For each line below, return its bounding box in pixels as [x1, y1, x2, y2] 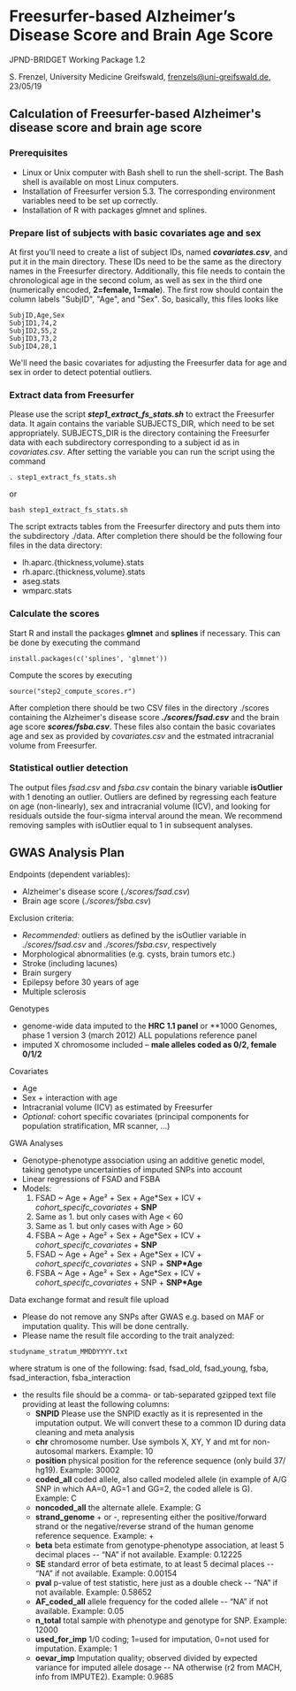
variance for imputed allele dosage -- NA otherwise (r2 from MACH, [34, 1662, 283, 1672]
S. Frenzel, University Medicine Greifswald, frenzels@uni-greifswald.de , [9, 71, 271, 81]
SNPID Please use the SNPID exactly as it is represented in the [34, 1408, 263, 1418]
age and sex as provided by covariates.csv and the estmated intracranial [9, 730, 274, 741]
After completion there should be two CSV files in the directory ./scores [9, 702, 269, 713]
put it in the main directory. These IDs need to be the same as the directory [9, 256, 283, 266]
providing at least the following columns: [21, 1398, 171, 1409]
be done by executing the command [9, 637, 141, 648]
